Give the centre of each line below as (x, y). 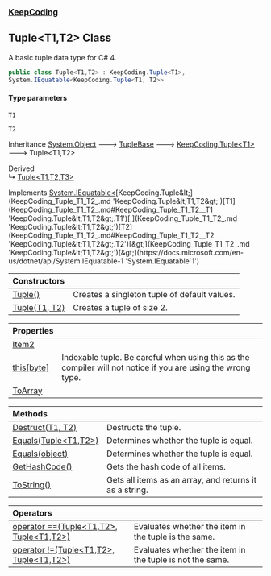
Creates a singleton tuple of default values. (154, 294)
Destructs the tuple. (144, 427)
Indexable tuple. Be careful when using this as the (156, 357)
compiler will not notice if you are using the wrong (156, 367)
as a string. (127, 490)
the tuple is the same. (174, 537)
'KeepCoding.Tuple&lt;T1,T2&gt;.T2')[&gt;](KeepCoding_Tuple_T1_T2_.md (129, 243)
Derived (21, 168)
